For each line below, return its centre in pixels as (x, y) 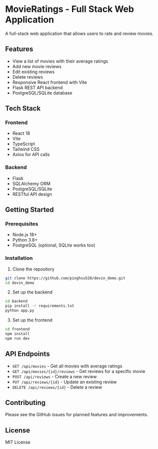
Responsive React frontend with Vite (49, 82)
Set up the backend (33, 292)
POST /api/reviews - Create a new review (54, 376)
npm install (17, 334)
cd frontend (17, 329)
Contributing (25, 403)
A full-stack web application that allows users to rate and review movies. (79, 33)
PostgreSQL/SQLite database (42, 92)
